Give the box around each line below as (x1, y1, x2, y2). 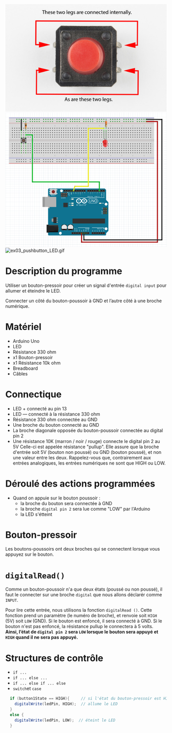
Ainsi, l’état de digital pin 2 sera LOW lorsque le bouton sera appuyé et (5, 629, 159, 635)
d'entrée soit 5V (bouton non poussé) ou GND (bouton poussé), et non (12, 449, 162, 455)
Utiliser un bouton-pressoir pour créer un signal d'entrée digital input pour (5, 282, 167, 288)
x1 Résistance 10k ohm (12, 360, 61, 366)
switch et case (12, 685, 42, 692)
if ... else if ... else (12, 681, 66, 686)
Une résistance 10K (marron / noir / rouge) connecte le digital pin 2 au (12, 438, 160, 444)
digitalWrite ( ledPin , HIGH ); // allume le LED (14, 701, 118, 707)
